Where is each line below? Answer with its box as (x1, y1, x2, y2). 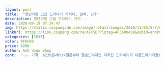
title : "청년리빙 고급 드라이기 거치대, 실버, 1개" (5, 12, 99, 17)
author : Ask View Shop (5, 48, 52, 53)
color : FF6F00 (5, 39, 34, 44)
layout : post (5, 7, 32, 12)
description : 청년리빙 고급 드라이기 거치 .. (5, 16, 87, 21)
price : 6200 (5, 43, 29, 48)
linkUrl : (5, 30, 23, 35)
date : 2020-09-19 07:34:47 (5, 21, 60, 26)
